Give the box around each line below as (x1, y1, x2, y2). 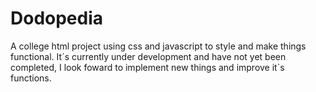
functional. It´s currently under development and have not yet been (10, 50, 287, 62)
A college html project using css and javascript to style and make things (10, 40, 307, 52)
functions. (10, 72, 52, 84)
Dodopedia (10, 7, 104, 30)
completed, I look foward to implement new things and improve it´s (10, 61, 285, 73)
